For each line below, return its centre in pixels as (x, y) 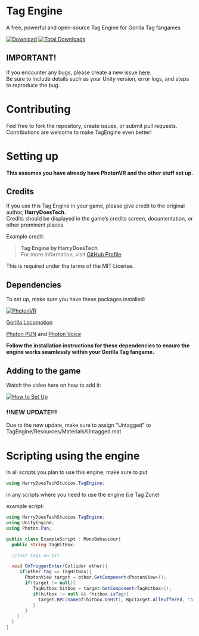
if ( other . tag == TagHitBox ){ (56, 572)
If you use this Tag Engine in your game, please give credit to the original (96, 206)
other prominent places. (35, 225)
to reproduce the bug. (33, 85)
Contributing (38, 109)
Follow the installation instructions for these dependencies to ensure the (98, 345)
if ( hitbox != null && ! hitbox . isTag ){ (81, 594)
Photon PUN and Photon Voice (44, 334)
